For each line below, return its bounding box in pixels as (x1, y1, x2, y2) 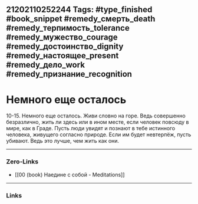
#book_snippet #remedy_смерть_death (6, 14, 156, 24)
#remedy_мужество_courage (6, 32, 118, 42)
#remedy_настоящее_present (6, 51, 119, 61)
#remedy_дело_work (6, 60, 85, 70)
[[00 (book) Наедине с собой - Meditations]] (14, 171, 125, 178)
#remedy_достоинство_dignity (6, 41, 124, 52)
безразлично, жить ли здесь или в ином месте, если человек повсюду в (6, 119, 189, 126)
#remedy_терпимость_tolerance (6, 23, 130, 33)
